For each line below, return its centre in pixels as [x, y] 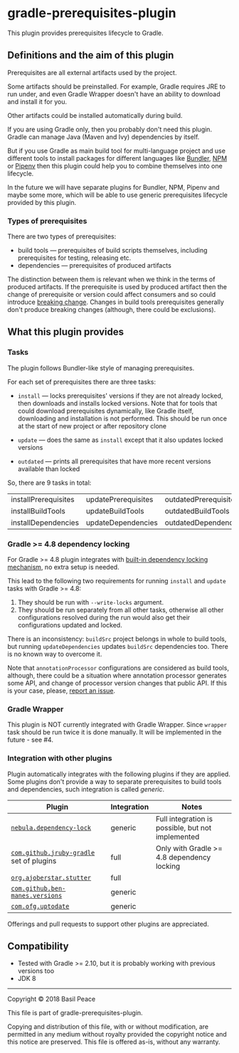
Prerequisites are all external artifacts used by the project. [92, 72]
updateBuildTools [115, 510]
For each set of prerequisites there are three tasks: [82, 382]
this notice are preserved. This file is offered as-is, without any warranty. [114, 1042]
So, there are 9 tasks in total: [49, 483]
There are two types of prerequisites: [62, 236]
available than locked [49, 468]
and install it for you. [37, 101]
